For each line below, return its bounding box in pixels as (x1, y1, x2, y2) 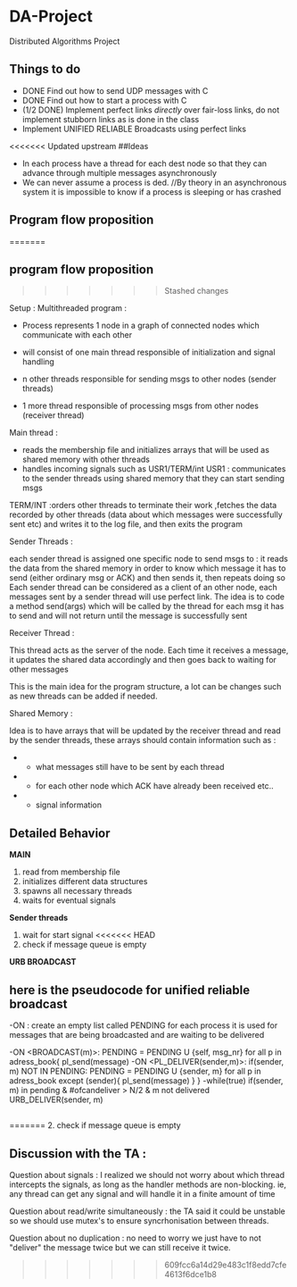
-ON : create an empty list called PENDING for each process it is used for (9, 1020, 278, 1031)
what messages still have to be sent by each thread (35, 762, 225, 773)
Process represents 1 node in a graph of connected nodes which (21, 320, 260, 331)
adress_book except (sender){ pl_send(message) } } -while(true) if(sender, (9, 1075, 284, 1086)
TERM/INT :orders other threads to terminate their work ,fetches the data (9, 500, 277, 511)
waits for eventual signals (21, 895, 116, 906)
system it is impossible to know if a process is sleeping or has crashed (21, 186, 282, 197)
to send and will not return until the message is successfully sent (9, 610, 248, 622)
